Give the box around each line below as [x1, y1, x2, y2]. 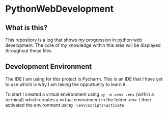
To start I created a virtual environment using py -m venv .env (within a [5, 91, 154, 97]
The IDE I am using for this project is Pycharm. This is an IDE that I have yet [5, 76, 163, 82]
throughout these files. [5, 48, 53, 53]
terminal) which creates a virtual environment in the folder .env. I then [5, 96, 151, 102]
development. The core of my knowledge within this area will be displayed [5, 42, 161, 48]
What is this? [5, 23, 48, 32]
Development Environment [5, 62, 92, 71]
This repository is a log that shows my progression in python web [5, 37, 143, 43]
